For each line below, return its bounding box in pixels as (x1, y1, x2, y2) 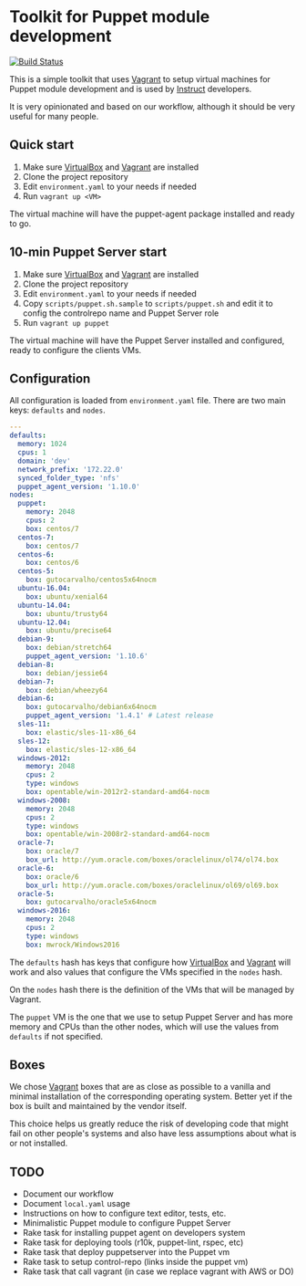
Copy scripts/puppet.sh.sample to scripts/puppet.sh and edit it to (22, 298, 273, 308)
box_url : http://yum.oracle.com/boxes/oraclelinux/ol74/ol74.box (25, 855, 280, 864)
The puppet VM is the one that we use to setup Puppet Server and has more (9, 1011, 293, 1022)
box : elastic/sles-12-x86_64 (25, 745, 137, 754)
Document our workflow (22, 1188, 114, 1199)
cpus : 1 (17, 448, 47, 457)
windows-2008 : (17, 796, 71, 805)
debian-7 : (17, 677, 55, 686)
